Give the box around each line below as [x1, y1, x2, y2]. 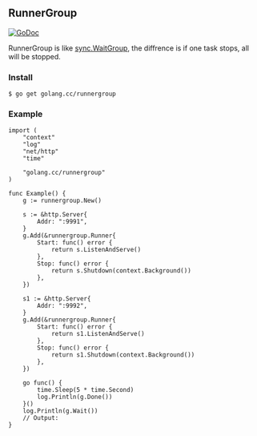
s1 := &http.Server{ [22, 295, 91, 303]
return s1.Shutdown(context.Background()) [50, 351, 195, 359]
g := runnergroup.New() [22, 196, 102, 205]
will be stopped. [8, 51, 62, 61]
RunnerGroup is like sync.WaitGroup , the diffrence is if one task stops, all [8, 43, 250, 53]
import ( [8, 127, 38, 135]
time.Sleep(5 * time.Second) [37, 386, 135, 394]
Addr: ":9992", [37, 302, 88, 310]
